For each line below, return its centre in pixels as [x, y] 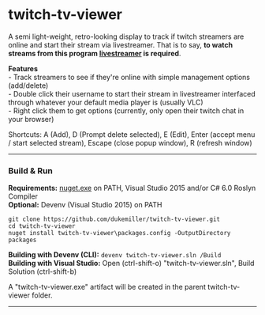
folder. [42, 295]
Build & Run [31, 170]
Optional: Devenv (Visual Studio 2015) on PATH [85, 205]
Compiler [23, 196]
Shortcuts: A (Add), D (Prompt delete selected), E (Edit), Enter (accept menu [132, 134]
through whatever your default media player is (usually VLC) [106, 102]
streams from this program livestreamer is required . [95, 53]
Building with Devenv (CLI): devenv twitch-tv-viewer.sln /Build [115, 255]
